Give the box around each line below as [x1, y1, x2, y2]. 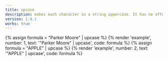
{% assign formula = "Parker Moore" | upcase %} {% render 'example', [5, 35, 151, 41]
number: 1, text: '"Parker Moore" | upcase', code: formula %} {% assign [5, 40, 152, 46]
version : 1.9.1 [5, 16, 37, 21]
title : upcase [5, 7, 35, 12]
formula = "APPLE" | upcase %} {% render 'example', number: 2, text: [5, 45, 148, 51]
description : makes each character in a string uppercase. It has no [5, 12, 153, 17]
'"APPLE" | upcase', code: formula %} [5, 51, 82, 57]
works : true [5, 21, 30, 26]
